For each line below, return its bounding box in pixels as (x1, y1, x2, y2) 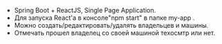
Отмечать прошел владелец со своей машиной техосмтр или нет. (14, 28, 216, 37)
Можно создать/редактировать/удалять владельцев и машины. (14, 21, 208, 29)
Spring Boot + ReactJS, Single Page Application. (14, 6, 157, 14)
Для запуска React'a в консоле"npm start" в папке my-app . (14, 13, 195, 22)
